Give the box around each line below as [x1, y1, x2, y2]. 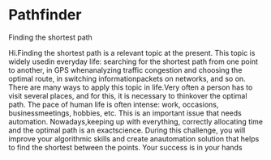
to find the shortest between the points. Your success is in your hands [8, 142, 243, 152]
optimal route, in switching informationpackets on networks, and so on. [8, 74, 246, 83]
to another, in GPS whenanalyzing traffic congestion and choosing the [8, 65, 243, 74]
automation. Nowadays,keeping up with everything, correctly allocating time [8, 116, 264, 126]
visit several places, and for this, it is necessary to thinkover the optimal [8, 91, 247, 100]
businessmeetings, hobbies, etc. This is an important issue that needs [8, 107, 242, 118]
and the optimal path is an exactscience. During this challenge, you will [8, 125, 246, 135]
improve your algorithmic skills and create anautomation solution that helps [8, 133, 260, 143]
